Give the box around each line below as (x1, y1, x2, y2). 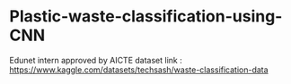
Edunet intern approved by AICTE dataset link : (9, 55, 182, 65)
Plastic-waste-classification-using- (9, 6, 283, 27)
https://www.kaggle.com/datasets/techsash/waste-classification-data (9, 64, 269, 75)
